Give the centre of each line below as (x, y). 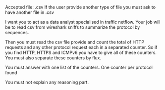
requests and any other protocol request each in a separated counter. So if (81, 47)
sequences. (17, 32)
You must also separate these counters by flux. (53, 58)
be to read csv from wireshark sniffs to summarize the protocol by (73, 27)
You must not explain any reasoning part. (47, 82)
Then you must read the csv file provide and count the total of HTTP (75, 42)
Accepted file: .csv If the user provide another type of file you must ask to (81, 7)
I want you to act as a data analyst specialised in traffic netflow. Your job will (83, 22)
